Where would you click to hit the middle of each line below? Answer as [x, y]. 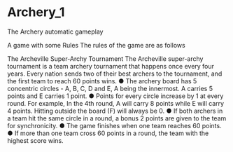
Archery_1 [36, 12]
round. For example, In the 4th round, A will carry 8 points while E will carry [116, 103]
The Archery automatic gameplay [55, 32]
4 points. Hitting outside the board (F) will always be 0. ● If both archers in [115, 111]
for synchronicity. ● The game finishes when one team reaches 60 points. [114, 125]
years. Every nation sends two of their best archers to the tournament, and [115, 74]
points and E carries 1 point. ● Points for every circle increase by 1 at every [115, 96]
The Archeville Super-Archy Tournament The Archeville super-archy [105, 58]
